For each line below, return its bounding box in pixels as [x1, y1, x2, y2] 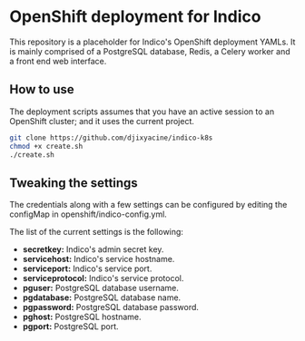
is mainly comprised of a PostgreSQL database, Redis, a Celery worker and [9, 45, 290, 56]
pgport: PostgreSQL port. [22, 321, 120, 332]
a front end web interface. [9, 55, 107, 66]
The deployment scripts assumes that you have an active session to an [9, 106, 275, 117]
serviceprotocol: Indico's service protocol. [22, 273, 184, 284]
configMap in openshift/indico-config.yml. [9, 209, 168, 219]
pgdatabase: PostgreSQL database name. [22, 292, 182, 303]
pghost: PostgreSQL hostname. [22, 311, 143, 323]
